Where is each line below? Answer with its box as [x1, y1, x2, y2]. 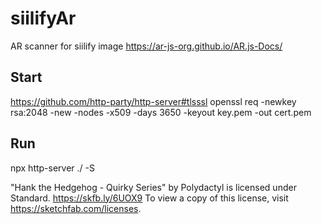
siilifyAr [10, 7, 77, 30]
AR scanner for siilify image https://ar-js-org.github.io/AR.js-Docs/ [10, 40, 283, 52]
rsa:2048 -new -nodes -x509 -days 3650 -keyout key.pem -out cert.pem [10, 106, 312, 118]
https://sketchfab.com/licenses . [10, 202, 142, 214]
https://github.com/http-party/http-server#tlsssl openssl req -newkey [10, 95, 297, 107]
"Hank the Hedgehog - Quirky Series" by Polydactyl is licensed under [10, 181, 297, 193]
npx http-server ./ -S [10, 162, 96, 174]
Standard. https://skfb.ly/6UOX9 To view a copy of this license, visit [10, 192, 289, 204]
